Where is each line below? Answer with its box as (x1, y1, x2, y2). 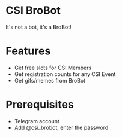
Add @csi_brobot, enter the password (14, 124, 109, 131)
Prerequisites (5, 98, 75, 111)
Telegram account (14, 117, 59, 124)
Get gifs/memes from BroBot (14, 77, 85, 84)
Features (5, 44, 51, 58)
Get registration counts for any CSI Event (14, 70, 116, 78)
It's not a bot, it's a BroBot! (5, 23, 72, 31)
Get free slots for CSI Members (14, 64, 92, 71)
